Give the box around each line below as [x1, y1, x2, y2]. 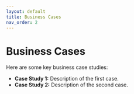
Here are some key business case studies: [6, 64, 108, 71]
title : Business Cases [6, 14, 61, 20]
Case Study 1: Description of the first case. [14, 75, 119, 82]
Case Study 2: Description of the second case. [14, 81, 129, 88]
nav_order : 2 [6, 19, 38, 25]
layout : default [6, 8, 46, 15]
